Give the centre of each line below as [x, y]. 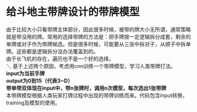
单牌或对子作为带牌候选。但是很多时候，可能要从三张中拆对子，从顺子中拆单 [98, 44]
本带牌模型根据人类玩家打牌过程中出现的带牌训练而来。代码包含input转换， [97, 95]
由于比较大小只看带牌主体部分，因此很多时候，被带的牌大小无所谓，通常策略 [98, 29]
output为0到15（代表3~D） [40, 80]
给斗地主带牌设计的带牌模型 [73, 12]
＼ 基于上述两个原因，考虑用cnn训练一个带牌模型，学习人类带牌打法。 [91, 66]
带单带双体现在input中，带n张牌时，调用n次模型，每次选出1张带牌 [86, 88]
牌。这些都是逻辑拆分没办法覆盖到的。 [52, 51]
